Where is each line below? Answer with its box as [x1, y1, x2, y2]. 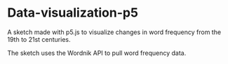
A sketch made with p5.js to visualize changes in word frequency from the [7, 28, 222, 36]
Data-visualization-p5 [7, 5, 139, 21]
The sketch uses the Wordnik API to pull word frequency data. [7, 49, 187, 57]
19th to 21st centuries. [7, 35, 71, 43]
